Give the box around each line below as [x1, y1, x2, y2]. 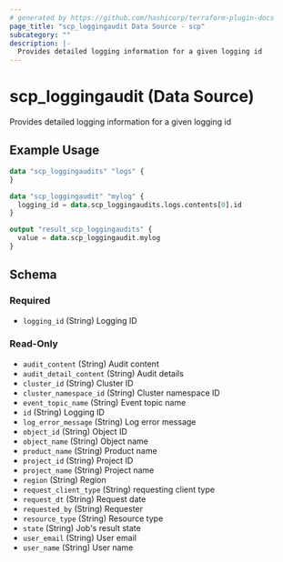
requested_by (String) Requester [22, 503, 144, 514]
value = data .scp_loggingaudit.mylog [17, 234, 161, 243]
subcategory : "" [9, 30, 71, 39]
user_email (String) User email [22, 532, 136, 543]
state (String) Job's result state [22, 522, 141, 533]
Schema [9, 267, 57, 283]
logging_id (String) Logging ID [22, 315, 138, 326]
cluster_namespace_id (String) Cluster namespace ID [22, 387, 220, 398]
